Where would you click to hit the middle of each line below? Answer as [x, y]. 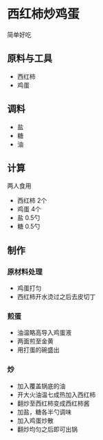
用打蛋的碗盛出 [38, 350]
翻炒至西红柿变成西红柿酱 [53, 403]
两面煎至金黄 [35, 341]
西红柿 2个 [32, 200]
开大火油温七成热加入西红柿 [56, 394]
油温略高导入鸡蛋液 [44, 333]
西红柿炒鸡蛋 [44, 14]
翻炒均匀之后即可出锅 [47, 429]
